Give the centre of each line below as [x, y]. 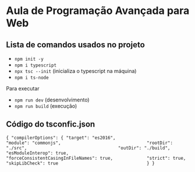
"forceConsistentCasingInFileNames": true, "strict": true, [96, 158]
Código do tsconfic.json [51, 124]
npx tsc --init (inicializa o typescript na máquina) [75, 71]
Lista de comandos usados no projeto [76, 45]
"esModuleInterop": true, [37, 153]
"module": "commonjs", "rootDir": [90, 143]
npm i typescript [36, 65]
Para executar [23, 88]
